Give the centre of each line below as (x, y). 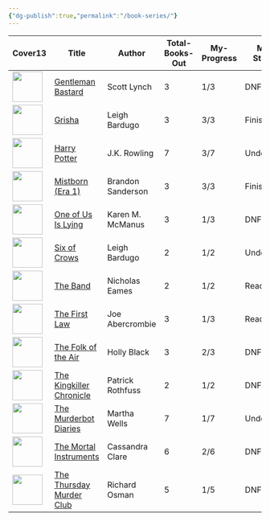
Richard (122, 485)
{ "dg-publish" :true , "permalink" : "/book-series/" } (93, 16)
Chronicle (72, 395)
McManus (126, 224)
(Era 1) (67, 191)
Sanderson (128, 191)
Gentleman (75, 81)
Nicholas (124, 281)
